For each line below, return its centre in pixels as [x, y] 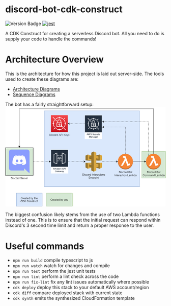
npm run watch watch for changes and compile [61, 266]
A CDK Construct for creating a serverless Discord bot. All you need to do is [85, 33]
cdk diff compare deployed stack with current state [67, 293]
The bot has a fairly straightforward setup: [50, 104]
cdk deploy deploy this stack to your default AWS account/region [81, 288]
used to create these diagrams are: [42, 79]
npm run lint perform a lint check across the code [66, 276]
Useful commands [45, 246]
